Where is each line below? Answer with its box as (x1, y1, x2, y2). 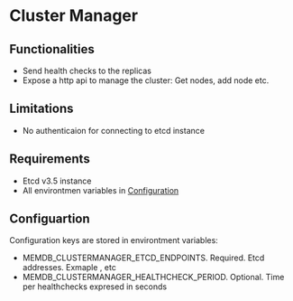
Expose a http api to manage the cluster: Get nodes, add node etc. (22, 75, 270, 86)
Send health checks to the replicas (22, 65, 151, 76)
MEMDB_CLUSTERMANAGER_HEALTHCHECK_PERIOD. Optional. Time (22, 272, 285, 283)
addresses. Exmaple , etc (22, 262, 117, 273)
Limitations (9, 101, 74, 117)
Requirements (9, 151, 90, 167)
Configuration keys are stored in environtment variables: (9, 235, 218, 246)
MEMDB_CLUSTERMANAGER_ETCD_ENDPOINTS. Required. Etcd (22, 252, 265, 263)
